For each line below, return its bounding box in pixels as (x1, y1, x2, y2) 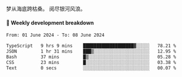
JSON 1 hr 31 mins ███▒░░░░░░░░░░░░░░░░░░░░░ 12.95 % (6, 48, 177, 54)
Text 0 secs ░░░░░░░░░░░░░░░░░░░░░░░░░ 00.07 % (6, 65, 177, 71)
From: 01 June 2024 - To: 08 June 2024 (6, 32, 105, 38)
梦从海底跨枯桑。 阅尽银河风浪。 (6, 5, 86, 12)
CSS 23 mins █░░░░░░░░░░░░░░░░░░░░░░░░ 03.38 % (6, 59, 177, 65)
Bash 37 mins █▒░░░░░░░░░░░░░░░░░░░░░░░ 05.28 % (6, 54, 177, 60)
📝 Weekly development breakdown (6, 19, 94, 26)
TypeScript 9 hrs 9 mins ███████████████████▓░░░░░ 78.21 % (6, 43, 177, 49)
